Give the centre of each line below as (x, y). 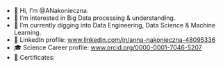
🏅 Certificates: (34, 57)
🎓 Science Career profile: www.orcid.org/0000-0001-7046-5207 (108, 47)
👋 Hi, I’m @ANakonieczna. (51, 11)
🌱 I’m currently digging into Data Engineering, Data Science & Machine (115, 25)
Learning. (27, 32)
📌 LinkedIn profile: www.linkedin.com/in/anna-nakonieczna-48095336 (115, 40)
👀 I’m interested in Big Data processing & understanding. (94, 18)
